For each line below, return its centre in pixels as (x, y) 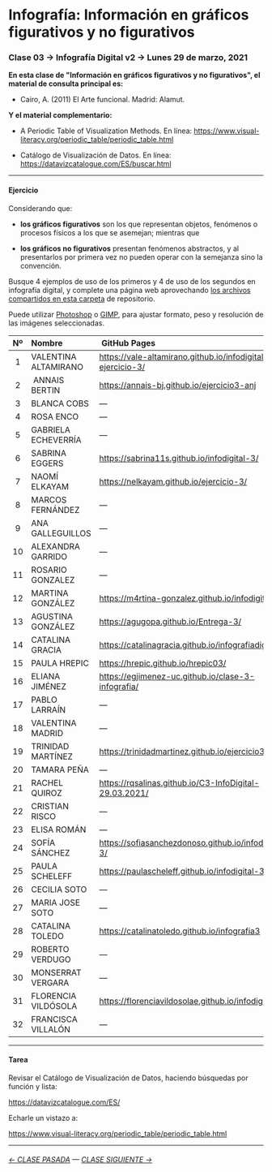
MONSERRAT (56, 972)
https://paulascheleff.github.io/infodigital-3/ (183, 871)
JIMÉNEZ (49, 686)
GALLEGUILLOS (61, 533)
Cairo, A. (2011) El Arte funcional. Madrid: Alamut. (102, 100)
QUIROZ (47, 793)
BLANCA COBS (60, 403)
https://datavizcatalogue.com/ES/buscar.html (96, 164)
